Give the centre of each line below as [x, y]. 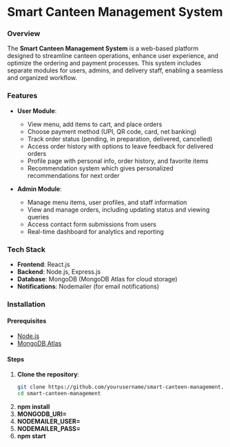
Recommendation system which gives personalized [100, 168]
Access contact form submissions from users [92, 224]
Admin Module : [39, 189]
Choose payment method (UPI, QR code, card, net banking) [112, 131]
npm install [33, 407]
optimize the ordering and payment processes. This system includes [104, 63]
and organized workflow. [42, 78]
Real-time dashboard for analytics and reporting [95, 231]
